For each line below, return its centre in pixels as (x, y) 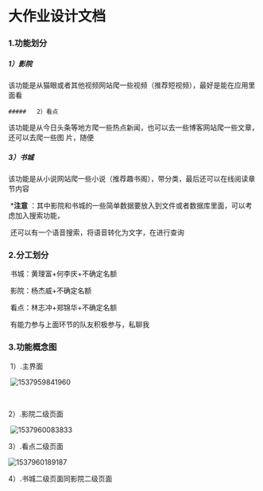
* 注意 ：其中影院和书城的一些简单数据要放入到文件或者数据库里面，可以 (128, 206)
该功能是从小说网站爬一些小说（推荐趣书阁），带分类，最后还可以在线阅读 (128, 179)
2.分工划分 (29, 255)
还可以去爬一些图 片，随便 (51, 138)
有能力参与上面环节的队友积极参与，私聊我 (79, 325)
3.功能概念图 (33, 347)
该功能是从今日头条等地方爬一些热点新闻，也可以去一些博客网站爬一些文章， (133, 127)
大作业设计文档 (57, 16)
